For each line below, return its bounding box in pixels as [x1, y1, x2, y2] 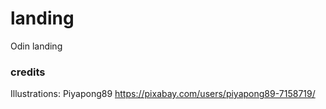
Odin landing [10, 40, 63, 52]
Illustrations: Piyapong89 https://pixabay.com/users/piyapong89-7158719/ [10, 88, 316, 100]
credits [10, 65, 46, 79]
